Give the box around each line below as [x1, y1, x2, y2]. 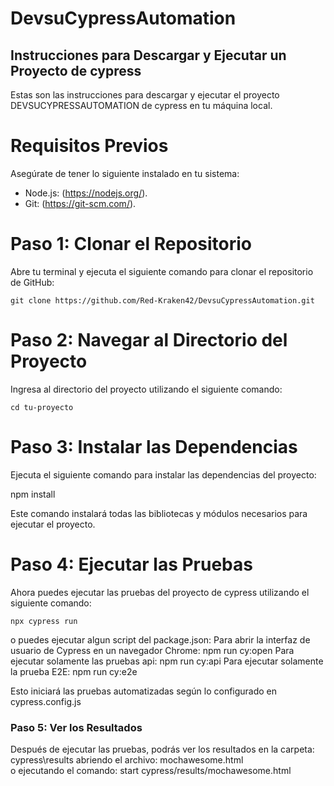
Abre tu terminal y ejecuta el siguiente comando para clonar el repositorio [10, 265, 314, 277]
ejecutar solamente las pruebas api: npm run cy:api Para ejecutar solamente [10, 655, 324, 667]
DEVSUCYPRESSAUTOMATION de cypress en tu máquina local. [10, 100, 273, 111]
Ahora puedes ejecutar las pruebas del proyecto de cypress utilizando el [10, 586, 310, 598]
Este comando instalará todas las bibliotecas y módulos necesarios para [10, 507, 308, 519]
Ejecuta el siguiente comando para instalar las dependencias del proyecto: [10, 468, 317, 481]
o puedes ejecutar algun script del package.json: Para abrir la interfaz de [10, 633, 311, 646]
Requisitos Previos [10, 135, 169, 157]
